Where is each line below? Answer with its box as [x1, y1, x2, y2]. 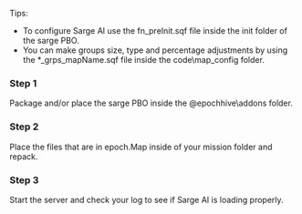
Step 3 [9, 173, 39, 186]
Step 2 [9, 120, 39, 133]
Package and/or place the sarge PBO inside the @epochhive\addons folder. [9, 97, 294, 108]
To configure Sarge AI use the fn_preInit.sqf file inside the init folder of [22, 25, 287, 36]
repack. [9, 150, 38, 162]
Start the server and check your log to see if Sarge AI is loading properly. [9, 194, 285, 205]
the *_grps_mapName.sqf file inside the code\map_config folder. [22, 55, 265, 65]
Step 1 [9, 76, 37, 89]
